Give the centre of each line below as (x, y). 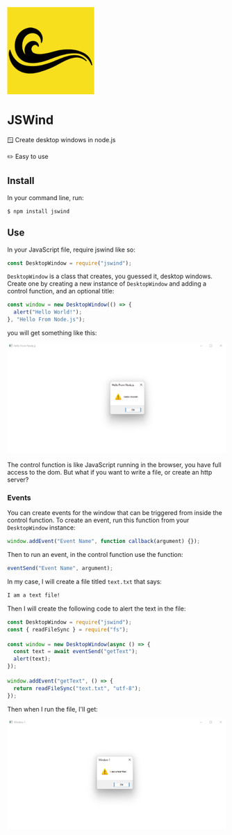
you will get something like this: (52, 333)
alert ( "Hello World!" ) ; (48, 312)
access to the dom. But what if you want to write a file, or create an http (110, 473)
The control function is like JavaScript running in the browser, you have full (114, 465)
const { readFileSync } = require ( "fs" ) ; (68, 629)
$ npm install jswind (39, 211)
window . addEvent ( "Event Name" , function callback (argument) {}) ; (103, 542)
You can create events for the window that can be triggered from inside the (115, 513)
